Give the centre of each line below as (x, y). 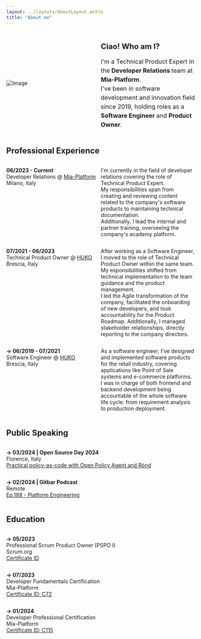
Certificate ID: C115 (30, 630)
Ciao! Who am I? (130, 46)
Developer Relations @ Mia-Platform (51, 177)
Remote (16, 489)
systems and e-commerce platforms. (146, 377)
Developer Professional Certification (51, 617)
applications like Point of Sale (137, 370)
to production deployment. (134, 409)
